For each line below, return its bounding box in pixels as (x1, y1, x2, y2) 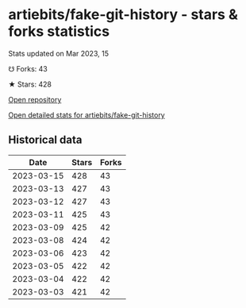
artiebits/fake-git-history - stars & (8, 6, 238, 24)
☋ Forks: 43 (8, 64, 48, 73)
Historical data (8, 133, 83, 147)
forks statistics (8, 22, 110, 40)
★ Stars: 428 (8, 79, 52, 89)
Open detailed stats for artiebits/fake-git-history (8, 110, 165, 120)
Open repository (8, 94, 62, 104)
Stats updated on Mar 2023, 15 (8, 48, 110, 58)
